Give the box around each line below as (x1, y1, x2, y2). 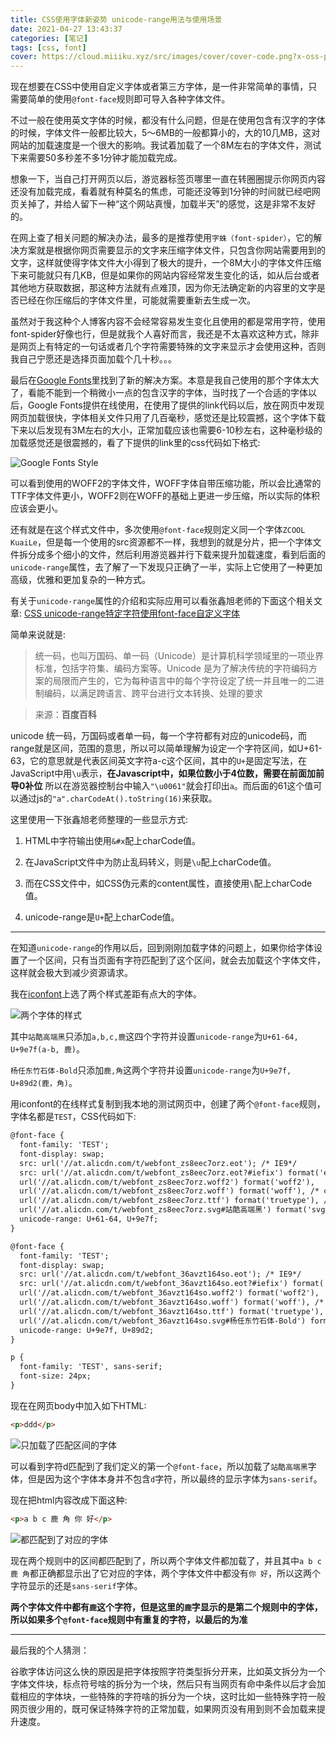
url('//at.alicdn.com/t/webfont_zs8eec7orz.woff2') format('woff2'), (19, 1177, 315, 1187)
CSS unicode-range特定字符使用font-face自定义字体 (23, 607, 240, 620)
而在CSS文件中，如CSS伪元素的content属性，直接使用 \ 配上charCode (24, 877, 313, 890)
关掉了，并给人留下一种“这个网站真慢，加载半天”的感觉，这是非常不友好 (18, 198, 317, 210)
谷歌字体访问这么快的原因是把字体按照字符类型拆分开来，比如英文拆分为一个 (10, 1665, 326, 1677)
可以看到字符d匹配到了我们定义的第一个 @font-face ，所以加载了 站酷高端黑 (10, 1460, 308, 1472)
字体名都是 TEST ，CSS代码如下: (10, 1111, 137, 1123)
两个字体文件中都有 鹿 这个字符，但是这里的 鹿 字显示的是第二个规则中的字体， (10, 1601, 323, 1613)
